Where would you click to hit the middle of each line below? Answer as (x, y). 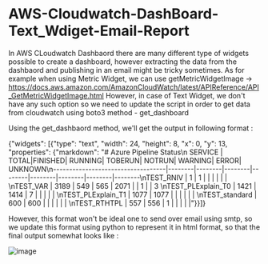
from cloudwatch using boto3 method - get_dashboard (99, 112)
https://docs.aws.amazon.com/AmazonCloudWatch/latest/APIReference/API (134, 87)
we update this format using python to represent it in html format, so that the (134, 227)
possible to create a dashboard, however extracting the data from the (123, 62)
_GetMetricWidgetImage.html (56, 95)
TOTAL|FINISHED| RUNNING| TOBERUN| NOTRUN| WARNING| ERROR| (125, 160)
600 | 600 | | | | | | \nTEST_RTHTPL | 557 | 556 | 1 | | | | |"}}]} (107, 203)
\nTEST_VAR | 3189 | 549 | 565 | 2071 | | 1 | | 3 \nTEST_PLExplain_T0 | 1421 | (132, 186)
